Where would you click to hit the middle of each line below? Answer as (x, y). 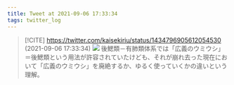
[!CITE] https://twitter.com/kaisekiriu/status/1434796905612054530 (123, 40)
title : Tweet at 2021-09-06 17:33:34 (63, 14)
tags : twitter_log (34, 20)
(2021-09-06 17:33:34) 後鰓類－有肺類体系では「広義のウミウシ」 (124, 48)
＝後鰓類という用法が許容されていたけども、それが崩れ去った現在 (120, 57)
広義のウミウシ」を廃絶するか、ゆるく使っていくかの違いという (135, 65)
